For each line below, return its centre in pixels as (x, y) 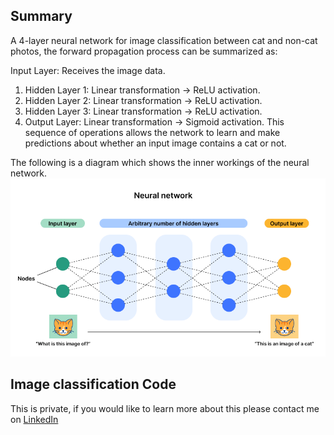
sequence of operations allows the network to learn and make (152, 132)
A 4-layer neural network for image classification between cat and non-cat (164, 40)
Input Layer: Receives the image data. (88, 70)
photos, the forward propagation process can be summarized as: (144, 51)
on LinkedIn (34, 419)
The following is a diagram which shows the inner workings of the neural (160, 162)
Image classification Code (93, 384)
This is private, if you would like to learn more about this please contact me (165, 408)
